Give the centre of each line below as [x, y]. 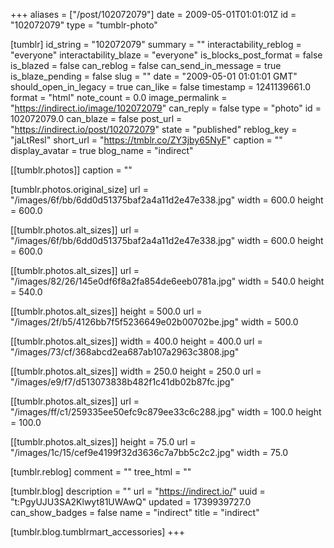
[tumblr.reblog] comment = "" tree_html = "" [101, 472]
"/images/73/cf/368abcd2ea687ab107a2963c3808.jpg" [125, 352]
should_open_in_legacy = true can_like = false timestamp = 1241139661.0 [161, 87]
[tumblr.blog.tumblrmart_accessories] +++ [98, 532]
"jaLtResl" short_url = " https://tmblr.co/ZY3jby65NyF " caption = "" [146, 140]
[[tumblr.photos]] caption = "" [71, 170]
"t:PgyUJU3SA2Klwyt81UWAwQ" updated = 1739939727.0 [131, 502]
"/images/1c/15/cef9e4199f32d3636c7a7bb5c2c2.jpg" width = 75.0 [149, 452]
